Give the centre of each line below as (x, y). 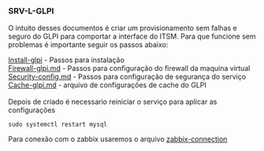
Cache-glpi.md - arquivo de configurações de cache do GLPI (107, 85)
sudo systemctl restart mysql (58, 125)
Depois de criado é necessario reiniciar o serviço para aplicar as (113, 102)
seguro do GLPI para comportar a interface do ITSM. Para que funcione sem (132, 36)
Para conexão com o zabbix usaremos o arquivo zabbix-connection (118, 139)
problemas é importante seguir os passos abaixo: (88, 45)
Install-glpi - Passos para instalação (66, 60)
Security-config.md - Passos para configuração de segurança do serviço (127, 77)
